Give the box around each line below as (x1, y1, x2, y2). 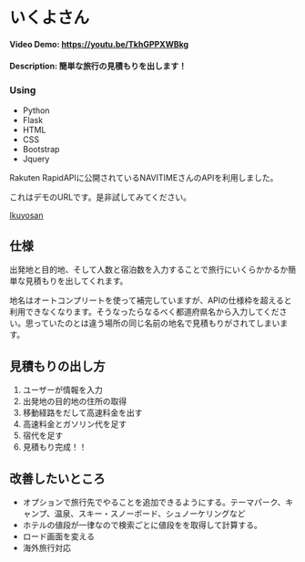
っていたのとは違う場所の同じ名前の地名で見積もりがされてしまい (33, 317, 280, 328)
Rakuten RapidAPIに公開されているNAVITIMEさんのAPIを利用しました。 (9, 172, 279, 182)
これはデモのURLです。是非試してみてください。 (9, 192, 192, 203)
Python (22, 105, 50, 116)
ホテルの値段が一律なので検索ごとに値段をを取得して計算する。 (22, 520, 262, 531)
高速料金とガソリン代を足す (22, 419, 127, 430)
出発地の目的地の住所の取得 (22, 396, 127, 407)
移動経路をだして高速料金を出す (22, 407, 143, 419)
